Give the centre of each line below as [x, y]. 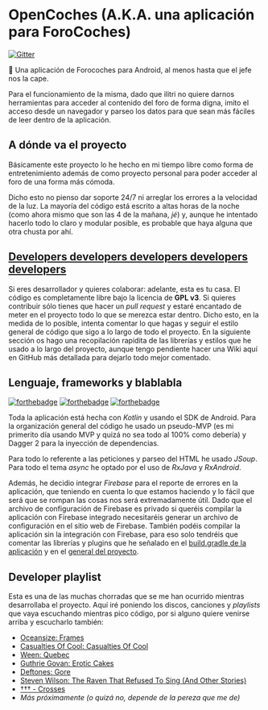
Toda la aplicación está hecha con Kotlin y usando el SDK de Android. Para [132, 417]
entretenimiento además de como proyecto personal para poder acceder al [133, 173]
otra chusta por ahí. [41, 231]
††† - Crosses [43, 689]
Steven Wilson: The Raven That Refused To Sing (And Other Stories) [133, 681]
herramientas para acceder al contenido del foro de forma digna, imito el [129, 102]
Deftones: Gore [45, 672]
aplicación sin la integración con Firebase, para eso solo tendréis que [124, 534]
